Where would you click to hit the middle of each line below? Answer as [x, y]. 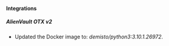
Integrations [21, 8]
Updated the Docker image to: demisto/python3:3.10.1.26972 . [89, 37]
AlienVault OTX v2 [29, 22]
